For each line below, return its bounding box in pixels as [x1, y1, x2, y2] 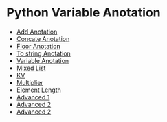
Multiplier [16, 78, 44, 86]
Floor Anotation [16, 42, 60, 50]
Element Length [16, 86, 61, 94]
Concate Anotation [16, 34, 70, 42]
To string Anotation [16, 49, 71, 58]
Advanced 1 [16, 93, 50, 101]
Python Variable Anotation [6, 5, 161, 21]
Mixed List [16, 64, 46, 72]
